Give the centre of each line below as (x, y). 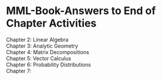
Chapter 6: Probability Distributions (48, 64)
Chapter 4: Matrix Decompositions (48, 52)
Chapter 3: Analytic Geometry (42, 46)
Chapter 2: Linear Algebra (37, 39)
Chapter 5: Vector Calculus (39, 58)
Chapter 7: (19, 71)
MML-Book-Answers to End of (81, 11)
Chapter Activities (51, 23)
